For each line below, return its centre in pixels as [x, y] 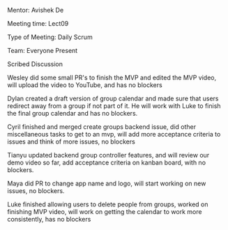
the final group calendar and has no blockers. [73, 113]
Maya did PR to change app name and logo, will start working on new [107, 183]
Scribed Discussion [35, 64]
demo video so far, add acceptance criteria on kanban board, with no [107, 162]
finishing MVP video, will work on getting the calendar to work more [105, 212]
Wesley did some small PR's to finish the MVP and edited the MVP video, [112, 77]
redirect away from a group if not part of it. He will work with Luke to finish [114, 106]
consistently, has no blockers [49, 219]
